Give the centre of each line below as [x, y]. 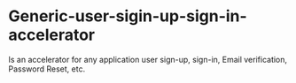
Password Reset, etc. [47, 69]
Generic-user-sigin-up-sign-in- [128, 16]
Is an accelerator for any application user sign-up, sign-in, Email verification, [148, 59]
